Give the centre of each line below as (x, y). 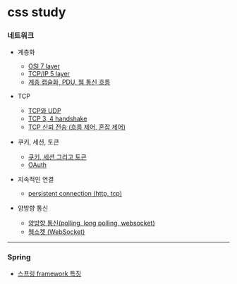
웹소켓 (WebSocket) (56, 232)
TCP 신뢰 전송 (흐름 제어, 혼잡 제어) (77, 127)
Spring (19, 257)
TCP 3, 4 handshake (57, 119)
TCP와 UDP (44, 111)
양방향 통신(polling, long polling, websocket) (91, 223)
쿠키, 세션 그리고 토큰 (57, 157)
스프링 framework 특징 (49, 273)
